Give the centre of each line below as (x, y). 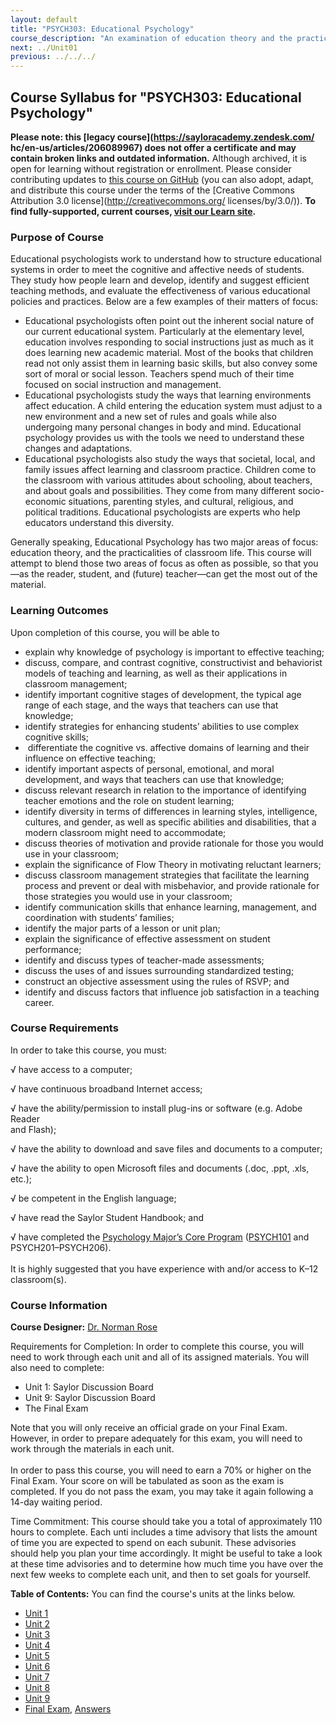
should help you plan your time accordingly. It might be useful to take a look (166, 1553)
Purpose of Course (57, 237)
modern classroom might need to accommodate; (125, 832)
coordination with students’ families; (99, 917)
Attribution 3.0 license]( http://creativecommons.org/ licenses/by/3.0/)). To (163, 200)
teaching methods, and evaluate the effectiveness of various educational (160, 291)
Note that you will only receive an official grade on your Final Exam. (149, 1428)
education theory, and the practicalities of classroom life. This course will (161, 553)
